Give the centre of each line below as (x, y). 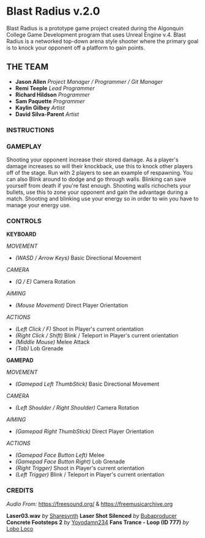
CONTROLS (24, 221)
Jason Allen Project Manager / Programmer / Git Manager (89, 81)
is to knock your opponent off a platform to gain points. (76, 48)
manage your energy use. (39, 205)
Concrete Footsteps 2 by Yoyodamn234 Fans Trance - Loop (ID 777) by (98, 522)
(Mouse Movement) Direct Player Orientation (72, 305)
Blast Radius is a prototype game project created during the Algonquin (95, 28)
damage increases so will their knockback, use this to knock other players (99, 166)
